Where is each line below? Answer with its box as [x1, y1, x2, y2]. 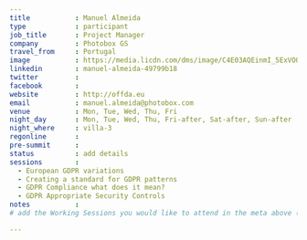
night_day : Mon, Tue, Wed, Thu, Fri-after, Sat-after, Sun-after [9, 115, 292, 124]
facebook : [9, 81, 79, 90]
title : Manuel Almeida [9, 13, 142, 23]
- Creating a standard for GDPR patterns [17, 174, 178, 183]
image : [9, 56, 79, 65]
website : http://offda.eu [9, 89, 145, 99]
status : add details [9, 149, 129, 158]
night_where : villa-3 [9, 124, 112, 133]
